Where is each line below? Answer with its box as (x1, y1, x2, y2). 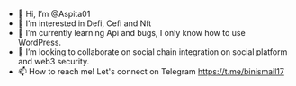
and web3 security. (17, 56, 90, 66)
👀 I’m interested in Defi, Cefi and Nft (17, 18, 151, 29)
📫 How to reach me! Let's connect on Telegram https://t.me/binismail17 (17, 66, 285, 76)
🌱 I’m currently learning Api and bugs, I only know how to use (17, 28, 246, 38)
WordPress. (17, 37, 61, 47)
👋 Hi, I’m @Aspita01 (17, 9, 91, 19)
